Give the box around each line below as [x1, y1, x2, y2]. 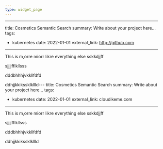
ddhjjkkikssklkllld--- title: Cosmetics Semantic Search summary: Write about [5, 82, 158, 87]
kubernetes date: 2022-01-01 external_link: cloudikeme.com [12, 96, 132, 102]
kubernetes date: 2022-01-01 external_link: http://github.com [12, 39, 134, 45]
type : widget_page [5, 7, 42, 12]
